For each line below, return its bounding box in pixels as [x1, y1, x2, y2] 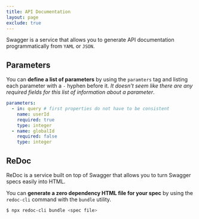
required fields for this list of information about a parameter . [6, 89, 155, 96]
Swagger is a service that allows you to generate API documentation [6, 36, 174, 44]
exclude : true [6, 20, 42, 26]
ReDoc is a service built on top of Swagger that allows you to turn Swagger [6, 172, 191, 178]
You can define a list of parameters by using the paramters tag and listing [6, 76, 188, 83]
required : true [17, 117, 55, 123]
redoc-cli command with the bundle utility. [6, 196, 112, 203]
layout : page [6, 14, 39, 20]
